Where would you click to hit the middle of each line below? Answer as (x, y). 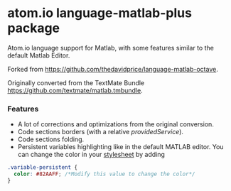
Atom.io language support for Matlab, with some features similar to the (111, 48)
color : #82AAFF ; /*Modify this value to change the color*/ (104, 174)
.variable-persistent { (43, 168)
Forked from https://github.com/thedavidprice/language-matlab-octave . (113, 69)
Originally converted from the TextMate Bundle (76, 82)
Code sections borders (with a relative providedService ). (100, 132)
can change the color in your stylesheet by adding (91, 155)
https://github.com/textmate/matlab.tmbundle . (75, 90)
